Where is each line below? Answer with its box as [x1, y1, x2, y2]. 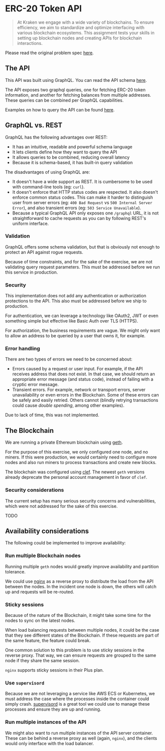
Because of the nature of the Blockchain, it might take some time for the [5, 612, 151, 618]
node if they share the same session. [5, 657, 80, 663]
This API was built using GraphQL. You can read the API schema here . [5, 77, 147, 83]
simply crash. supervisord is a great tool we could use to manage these [5, 701, 150, 707]
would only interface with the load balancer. [5, 740, 94, 746]
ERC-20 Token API [5, 3, 82, 14]
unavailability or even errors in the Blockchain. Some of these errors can [12, 392, 159, 398]
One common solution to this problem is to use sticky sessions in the [5, 647, 144, 653]
